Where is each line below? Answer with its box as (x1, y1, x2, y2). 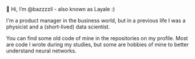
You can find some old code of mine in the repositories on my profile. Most (6, 35, 188, 41)
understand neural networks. (6, 47, 77, 54)
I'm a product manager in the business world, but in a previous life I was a (6, 17, 186, 24)
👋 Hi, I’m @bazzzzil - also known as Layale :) (6, 6, 115, 12)
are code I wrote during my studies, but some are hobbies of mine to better (6, 41, 189, 48)
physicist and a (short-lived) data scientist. (6, 24, 110, 30)
